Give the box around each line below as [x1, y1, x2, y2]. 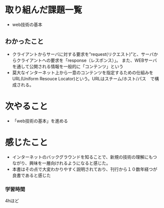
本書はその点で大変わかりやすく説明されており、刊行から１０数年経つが [12, 166, 158, 172]
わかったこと [5, 37, 44, 46]
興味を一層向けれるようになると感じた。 [29, 160, 111, 166]
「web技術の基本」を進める [12, 118, 68, 124]
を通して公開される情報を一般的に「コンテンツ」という [12, 63, 123, 69]
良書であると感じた [12, 172, 51, 178]
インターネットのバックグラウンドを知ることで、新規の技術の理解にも [12, 154, 153, 160]
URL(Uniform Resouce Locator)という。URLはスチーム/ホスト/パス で [12, 75, 155, 81]
